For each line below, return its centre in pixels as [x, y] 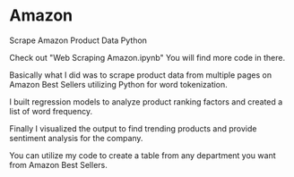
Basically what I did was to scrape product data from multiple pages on [140, 75]
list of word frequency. [51, 111]
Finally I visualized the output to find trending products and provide [133, 128]
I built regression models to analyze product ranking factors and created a [146, 101]
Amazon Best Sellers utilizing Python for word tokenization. [119, 84]
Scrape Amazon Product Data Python [78, 40]
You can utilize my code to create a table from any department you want [143, 155]
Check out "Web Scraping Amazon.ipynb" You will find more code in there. [147, 57]
